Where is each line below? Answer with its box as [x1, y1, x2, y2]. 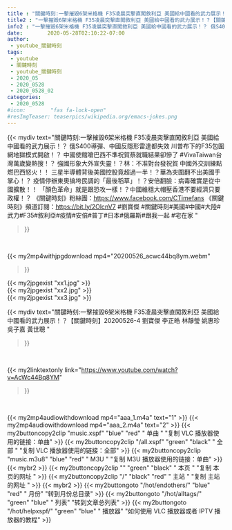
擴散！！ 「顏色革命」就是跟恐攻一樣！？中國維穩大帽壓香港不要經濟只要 [12, 185, 221, 193]
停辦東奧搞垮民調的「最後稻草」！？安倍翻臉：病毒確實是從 [44, 176, 215, 184]
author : [7, 36, 30, 43]
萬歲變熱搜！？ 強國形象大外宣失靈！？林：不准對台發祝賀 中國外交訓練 [12, 159, 216, 167]
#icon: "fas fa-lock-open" [7, 107, 107, 114]
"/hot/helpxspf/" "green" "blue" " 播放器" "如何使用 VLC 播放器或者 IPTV [7, 506, 213, 515]
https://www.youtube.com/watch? [81, 365, 178, 374]
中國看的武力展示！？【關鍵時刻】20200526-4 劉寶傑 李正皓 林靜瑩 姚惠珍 [7, 316, 220, 324]
